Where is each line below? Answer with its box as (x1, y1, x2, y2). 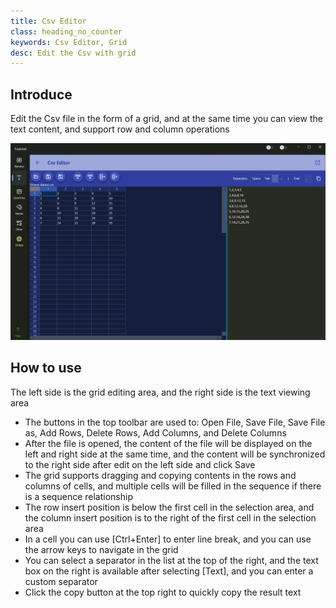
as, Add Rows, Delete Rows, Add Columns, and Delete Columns (24, 426, 287, 439)
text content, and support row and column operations (10, 123, 230, 135)
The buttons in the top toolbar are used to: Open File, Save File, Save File (24, 416, 326, 428)
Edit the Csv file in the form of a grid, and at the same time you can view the (10, 113, 323, 125)
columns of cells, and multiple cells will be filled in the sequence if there (24, 480, 322, 492)
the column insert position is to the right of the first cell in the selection (24, 511, 317, 524)
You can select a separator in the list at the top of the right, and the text (24, 554, 319, 566)
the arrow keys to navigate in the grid (24, 543, 179, 555)
